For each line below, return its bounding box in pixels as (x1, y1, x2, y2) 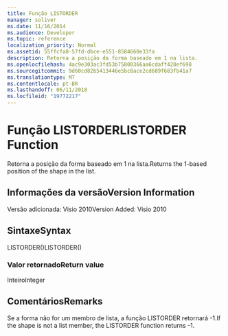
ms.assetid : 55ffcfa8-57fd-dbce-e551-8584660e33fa (7, 49, 155, 56)
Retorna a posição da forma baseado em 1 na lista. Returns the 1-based (7, 159, 207, 168)
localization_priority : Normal (7, 42, 97, 49)
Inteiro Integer (7, 276, 46, 284)
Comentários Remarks (7, 296, 103, 307)
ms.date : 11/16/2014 (7, 23, 67, 29)
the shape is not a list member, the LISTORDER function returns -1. (7, 321, 195, 329)
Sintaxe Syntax (7, 225, 71, 237)
